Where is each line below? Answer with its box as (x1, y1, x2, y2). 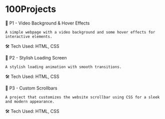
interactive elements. (5, 34, 52, 39)
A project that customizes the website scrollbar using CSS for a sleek (5, 94, 160, 99)
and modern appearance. (5, 99, 55, 104)
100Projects (5, 3, 56, 15)
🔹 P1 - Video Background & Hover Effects (5, 20, 90, 26)
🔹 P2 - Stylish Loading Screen (5, 54, 67, 60)
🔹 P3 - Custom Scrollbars (5, 85, 57, 91)
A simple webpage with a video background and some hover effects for (5, 29, 155, 34)
